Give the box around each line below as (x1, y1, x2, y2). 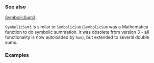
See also (5, 3, 26, 10)
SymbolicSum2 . (5, 15, 37, 21)
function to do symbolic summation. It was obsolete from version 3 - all (5, 29, 149, 35)
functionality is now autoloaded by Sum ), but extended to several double (5, 34, 150, 40)
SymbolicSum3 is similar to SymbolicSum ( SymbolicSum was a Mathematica (5, 24, 149, 30)
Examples (5, 52, 29, 59)
